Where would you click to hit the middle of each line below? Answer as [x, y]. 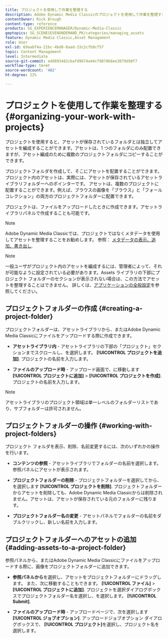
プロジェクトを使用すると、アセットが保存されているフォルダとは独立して [82, 142]
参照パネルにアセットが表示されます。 [52, 470]
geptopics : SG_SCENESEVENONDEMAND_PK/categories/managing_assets [74, 33]
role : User [16, 43]
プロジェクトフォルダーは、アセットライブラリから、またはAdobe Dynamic [83, 329]
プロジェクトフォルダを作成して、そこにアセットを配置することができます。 [84, 171]
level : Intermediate [27, 56]
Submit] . [21, 601]
